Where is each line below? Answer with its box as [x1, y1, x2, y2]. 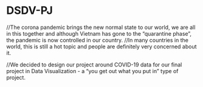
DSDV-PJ [6, 4, 53, 18]
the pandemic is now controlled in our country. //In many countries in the [6, 36, 188, 43]
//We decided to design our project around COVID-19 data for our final [6, 61, 182, 68]
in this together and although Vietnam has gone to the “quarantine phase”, [6, 30, 191, 37]
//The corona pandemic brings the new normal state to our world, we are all [6, 24, 196, 31]
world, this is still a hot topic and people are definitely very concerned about [6, 43, 197, 50]
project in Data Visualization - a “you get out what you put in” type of [6, 67, 179, 74]
